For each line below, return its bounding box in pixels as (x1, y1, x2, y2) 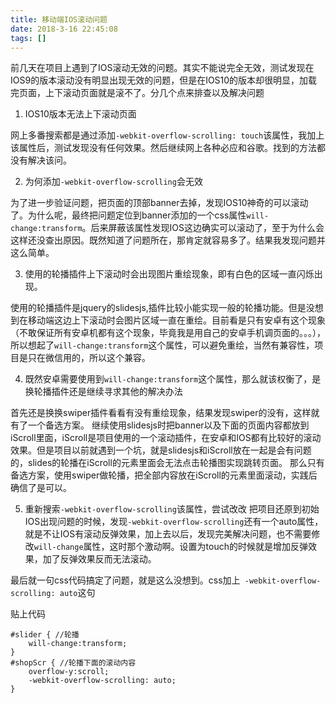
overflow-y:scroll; (28, 667, 110, 677)
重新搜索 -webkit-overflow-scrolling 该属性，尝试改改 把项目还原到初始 (24, 503, 320, 515)
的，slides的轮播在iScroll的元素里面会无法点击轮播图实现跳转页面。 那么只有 (10, 457, 325, 469)
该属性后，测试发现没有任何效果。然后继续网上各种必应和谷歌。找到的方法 (10, 142, 317, 154)
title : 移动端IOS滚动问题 (10, 14, 108, 25)
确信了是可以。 (10, 482, 72, 494)
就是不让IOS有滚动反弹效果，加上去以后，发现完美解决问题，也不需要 (24, 528, 312, 540)
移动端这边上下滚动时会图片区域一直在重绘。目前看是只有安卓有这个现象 (27, 314, 326, 326)
